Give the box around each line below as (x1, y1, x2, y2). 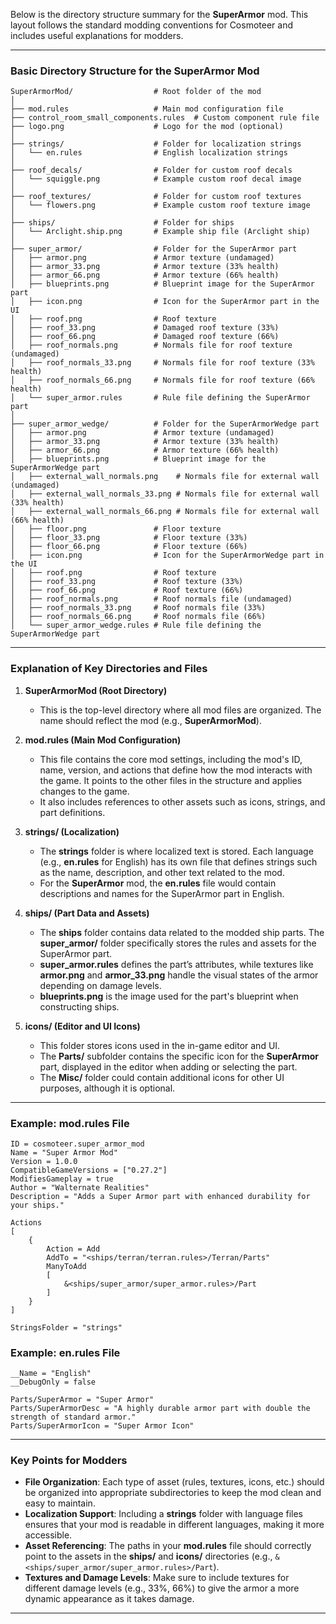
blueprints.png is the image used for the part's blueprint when (39, 990, 299, 1002)
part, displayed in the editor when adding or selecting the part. (39, 1060, 298, 1073)
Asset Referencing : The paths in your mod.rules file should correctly (24, 1540, 312, 1552)
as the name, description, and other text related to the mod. (39, 866, 285, 878)
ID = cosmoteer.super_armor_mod (10, 1139, 145, 1149)
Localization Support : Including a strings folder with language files (24, 1508, 303, 1520)
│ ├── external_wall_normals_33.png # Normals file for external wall (10, 489, 320, 499)
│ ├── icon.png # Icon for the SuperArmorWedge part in (10, 550, 325, 561)
